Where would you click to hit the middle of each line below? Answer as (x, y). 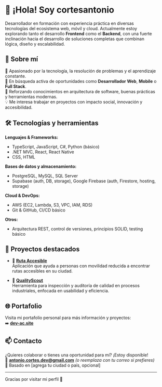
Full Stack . (16, 86)
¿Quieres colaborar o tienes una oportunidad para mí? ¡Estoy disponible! (77, 355)
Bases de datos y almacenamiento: (41, 166)
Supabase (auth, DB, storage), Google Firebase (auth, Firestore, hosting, (84, 181)
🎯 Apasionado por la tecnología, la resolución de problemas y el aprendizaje (81, 71)
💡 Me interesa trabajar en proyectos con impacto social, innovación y (74, 102)
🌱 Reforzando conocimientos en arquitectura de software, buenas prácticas (80, 91)
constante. (16, 76)
